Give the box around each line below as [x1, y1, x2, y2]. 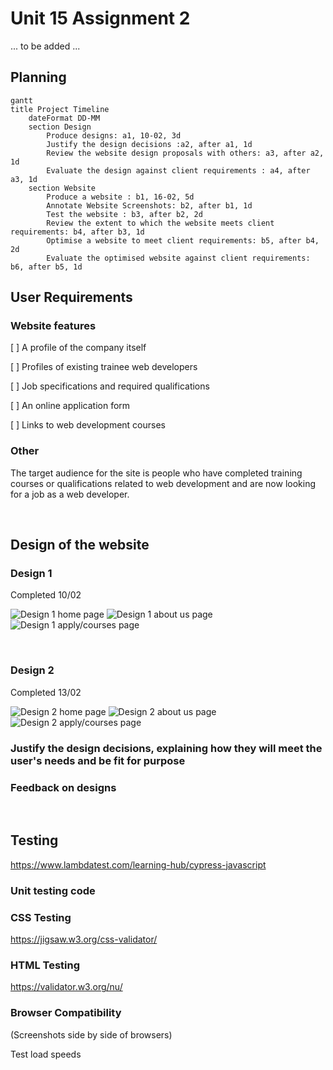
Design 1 [10, 567, 53, 581]
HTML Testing [10, 958, 81, 972]
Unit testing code [10, 883, 96, 897]
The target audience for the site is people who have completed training [10, 467, 303, 479]
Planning [10, 69, 67, 86]
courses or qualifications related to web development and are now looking [10, 477, 317, 489]
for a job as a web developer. [10, 488, 130, 500]
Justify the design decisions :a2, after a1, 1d [46, 139, 253, 149]
